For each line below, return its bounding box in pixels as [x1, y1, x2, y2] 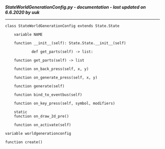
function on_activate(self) [14, 122, 71, 127]
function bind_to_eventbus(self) [14, 92, 82, 97]
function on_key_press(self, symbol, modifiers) [14, 101, 115, 106]
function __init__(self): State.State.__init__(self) [14, 41, 126, 46]
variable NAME [14, 32, 43, 37]
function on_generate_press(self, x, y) [14, 75, 98, 80]
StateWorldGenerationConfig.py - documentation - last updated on [5, 4, 146, 10]
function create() [5, 140, 43, 145]
